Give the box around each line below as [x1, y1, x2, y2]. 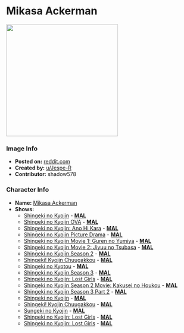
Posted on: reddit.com [14, 158, 70, 165]
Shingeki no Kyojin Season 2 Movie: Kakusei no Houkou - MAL [23, 282, 178, 289]
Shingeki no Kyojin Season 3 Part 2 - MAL [23, 288, 127, 295]
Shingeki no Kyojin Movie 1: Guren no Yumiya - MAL [23, 237, 152, 244]
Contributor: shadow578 [14, 171, 76, 178]
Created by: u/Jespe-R [14, 164, 71, 171]
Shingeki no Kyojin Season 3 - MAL [23, 269, 111, 276]
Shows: [14, 205, 35, 212]
